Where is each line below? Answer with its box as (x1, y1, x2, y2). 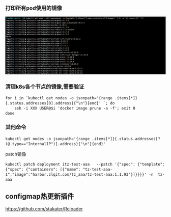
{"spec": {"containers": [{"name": (5, 167, 81, 172)
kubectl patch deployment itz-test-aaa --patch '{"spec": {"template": (5, 161, 165, 167)
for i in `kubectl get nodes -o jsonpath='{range (5, 96, 113, 101)
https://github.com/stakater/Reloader (5, 206, 83, 212)
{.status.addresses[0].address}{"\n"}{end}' (5, 101, 101, 106)
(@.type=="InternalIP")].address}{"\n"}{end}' (5, 141, 106, 146)
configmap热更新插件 (5, 192, 74, 201)
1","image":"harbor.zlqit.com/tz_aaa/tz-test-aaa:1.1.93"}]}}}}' (5, 172, 147, 177)
